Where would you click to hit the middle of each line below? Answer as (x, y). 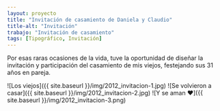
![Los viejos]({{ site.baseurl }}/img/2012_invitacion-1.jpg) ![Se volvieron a (109, 86)
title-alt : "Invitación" (42, 26)
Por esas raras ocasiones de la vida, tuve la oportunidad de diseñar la (105, 58)
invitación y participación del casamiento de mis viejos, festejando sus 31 (110, 65)
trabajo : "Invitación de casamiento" (61, 32)
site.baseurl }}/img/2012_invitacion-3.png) (67, 100)
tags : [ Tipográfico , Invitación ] (55, 39)
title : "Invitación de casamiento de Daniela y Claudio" (90, 20)
